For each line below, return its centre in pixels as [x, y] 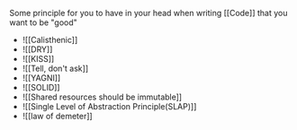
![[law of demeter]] [57, 116]
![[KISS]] [38, 59]
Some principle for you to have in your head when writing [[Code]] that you [148, 13]
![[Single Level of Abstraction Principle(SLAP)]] [109, 106]
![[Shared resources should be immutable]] [102, 97]
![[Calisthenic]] [50, 40]
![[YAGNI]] [41, 78]
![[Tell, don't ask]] [55, 68]
